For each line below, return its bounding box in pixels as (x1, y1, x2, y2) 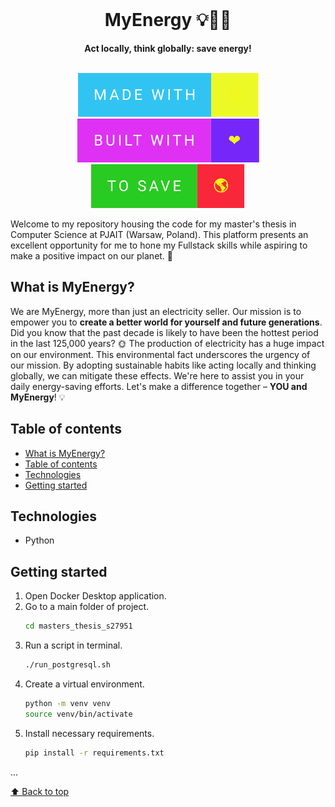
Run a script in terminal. (24, 639, 123, 652)
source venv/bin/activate (24, 709, 133, 719)
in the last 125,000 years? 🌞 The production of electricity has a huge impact (10, 337, 325, 349)
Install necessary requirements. (24, 727, 155, 739)
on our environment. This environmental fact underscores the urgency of (10, 348, 311, 360)
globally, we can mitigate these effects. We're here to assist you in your (10, 369, 305, 382)
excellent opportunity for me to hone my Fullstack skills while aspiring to (10, 239, 308, 251)
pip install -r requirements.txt (24, 748, 165, 758)
